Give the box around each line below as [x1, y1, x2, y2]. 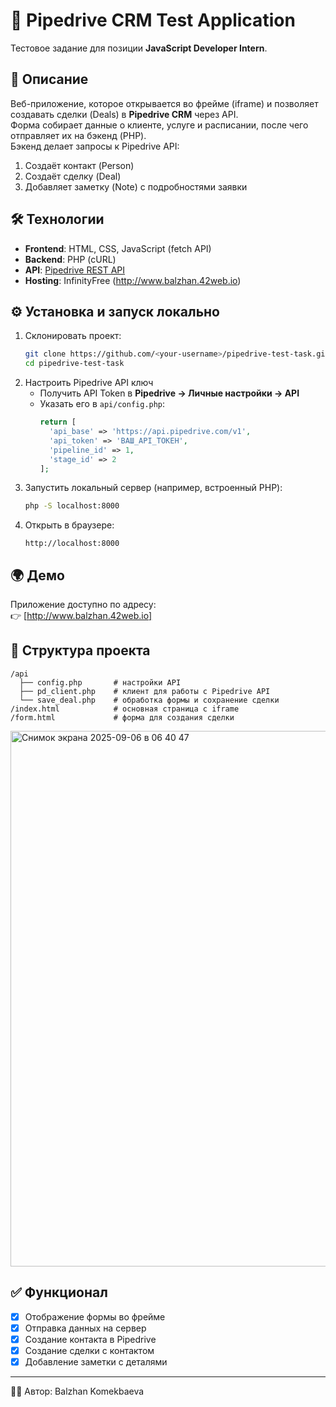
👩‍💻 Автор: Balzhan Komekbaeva [10, 1385, 145, 1397]
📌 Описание [10, 71, 89, 88]
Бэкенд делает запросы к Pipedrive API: [10, 140, 180, 152]
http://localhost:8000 [24, 539, 120, 549]
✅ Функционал [10, 1284, 108, 1301]
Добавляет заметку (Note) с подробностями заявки [24, 180, 248, 193]
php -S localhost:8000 [24, 501, 120, 511]
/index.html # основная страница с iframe [10, 704, 240, 714]
